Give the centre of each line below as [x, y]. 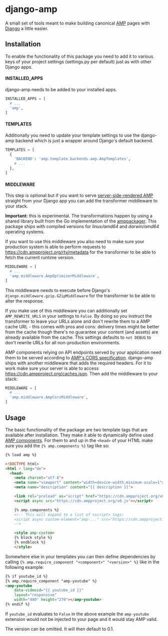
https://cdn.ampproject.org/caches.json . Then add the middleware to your [82, 373]
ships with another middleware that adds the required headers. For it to [78, 363]
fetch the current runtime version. [40, 258]
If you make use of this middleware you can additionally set [66, 310]
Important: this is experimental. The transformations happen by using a [79, 216]
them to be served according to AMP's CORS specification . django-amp [79, 357]
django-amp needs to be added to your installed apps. [61, 89]
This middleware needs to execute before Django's [58, 290]
